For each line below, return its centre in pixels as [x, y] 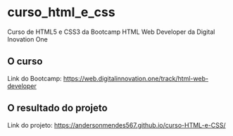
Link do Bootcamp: [34, 78]
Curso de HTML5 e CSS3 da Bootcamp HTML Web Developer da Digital [111, 32]
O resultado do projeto [57, 108]
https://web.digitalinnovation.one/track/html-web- [136, 78]
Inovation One [27, 39]
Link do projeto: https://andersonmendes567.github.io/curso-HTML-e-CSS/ [117, 125]
